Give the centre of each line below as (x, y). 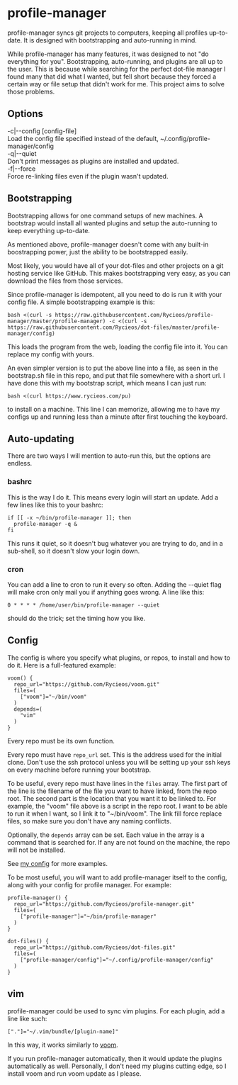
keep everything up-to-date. (49, 230)
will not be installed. (36, 850)
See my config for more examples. (58, 863)
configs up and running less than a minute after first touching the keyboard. (118, 417)
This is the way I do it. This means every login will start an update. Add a (113, 497)
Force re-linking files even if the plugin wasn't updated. (88, 176)
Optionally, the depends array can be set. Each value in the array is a (106, 835)
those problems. (31, 91)
